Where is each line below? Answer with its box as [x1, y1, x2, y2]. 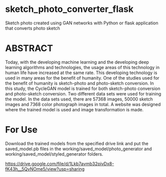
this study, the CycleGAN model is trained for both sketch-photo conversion [5, 86, 161, 91]
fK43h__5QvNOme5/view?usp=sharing [5, 166, 85, 172]
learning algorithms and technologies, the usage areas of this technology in [5, 64, 160, 70]
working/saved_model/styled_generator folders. [5, 151, 103, 157]
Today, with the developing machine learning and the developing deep [5, 59, 149, 65]
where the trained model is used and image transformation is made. [5, 106, 144, 112]
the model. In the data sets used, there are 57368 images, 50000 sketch [5, 96, 153, 102]
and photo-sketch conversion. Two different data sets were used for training [5, 90, 162, 96]
